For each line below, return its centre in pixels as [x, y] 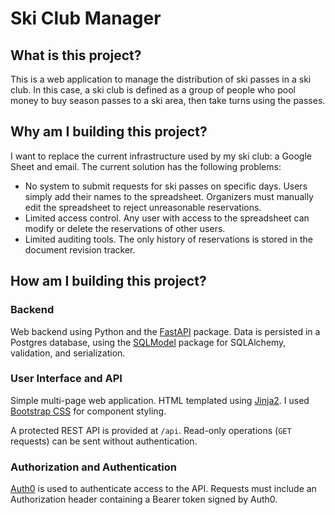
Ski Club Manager [86, 18]
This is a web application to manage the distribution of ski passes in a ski [161, 79]
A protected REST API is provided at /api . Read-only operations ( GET [151, 430]
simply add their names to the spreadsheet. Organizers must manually [169, 196]
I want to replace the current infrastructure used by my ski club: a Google [161, 156]
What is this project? [76, 55]
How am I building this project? [108, 281]
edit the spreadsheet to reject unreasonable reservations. [143, 207]
